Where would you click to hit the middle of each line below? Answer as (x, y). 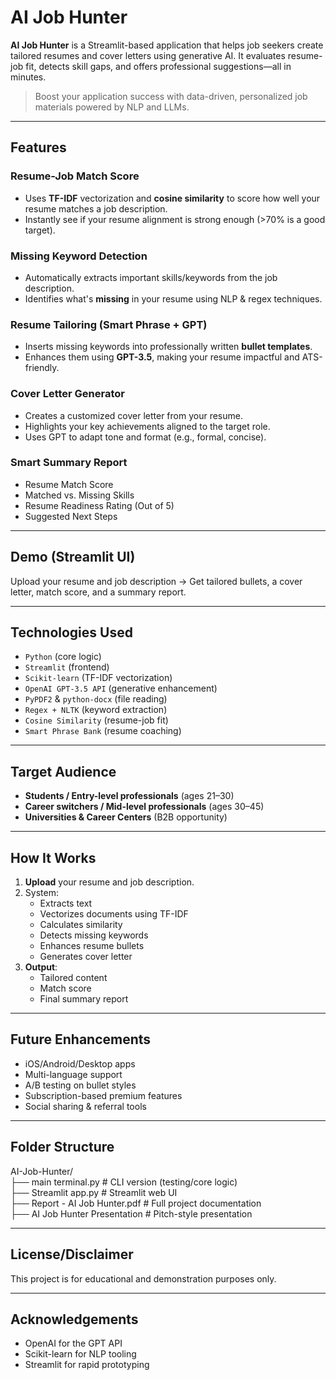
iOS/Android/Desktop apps (80, 1063)
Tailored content (73, 978)
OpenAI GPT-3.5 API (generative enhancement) (121, 688)
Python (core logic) (63, 657)
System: (41, 893)
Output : (41, 967)
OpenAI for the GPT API (73, 1343)
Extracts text (66, 903)
